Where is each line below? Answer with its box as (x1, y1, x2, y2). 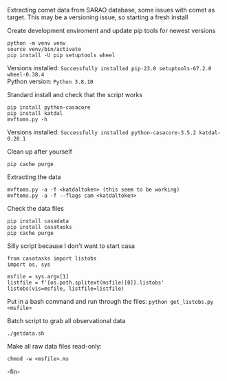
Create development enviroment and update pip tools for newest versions (7, 27, 216, 34)
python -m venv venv (7, 40, 67, 47)
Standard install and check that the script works (7, 91, 143, 99)
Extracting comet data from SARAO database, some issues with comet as (7, 6, 215, 14)
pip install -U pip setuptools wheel (7, 52, 116, 59)
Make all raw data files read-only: (7, 342, 102, 350)
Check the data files (7, 205, 64, 212)
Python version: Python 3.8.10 (7, 77, 94, 85)
